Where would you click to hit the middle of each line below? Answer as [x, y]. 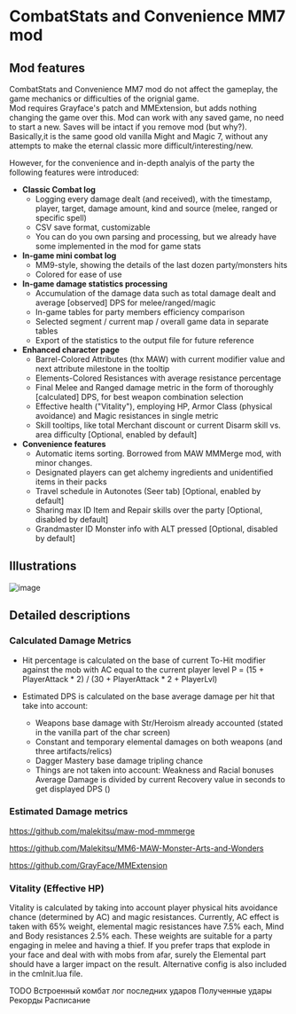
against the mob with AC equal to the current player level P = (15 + [143, 669]
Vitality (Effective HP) [57, 888]
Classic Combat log [58, 189]
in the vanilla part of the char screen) [103, 732]
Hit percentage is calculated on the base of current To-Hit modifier [144, 660]
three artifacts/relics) [74, 751]
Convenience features [64, 444]
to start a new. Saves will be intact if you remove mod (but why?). [129, 127]
